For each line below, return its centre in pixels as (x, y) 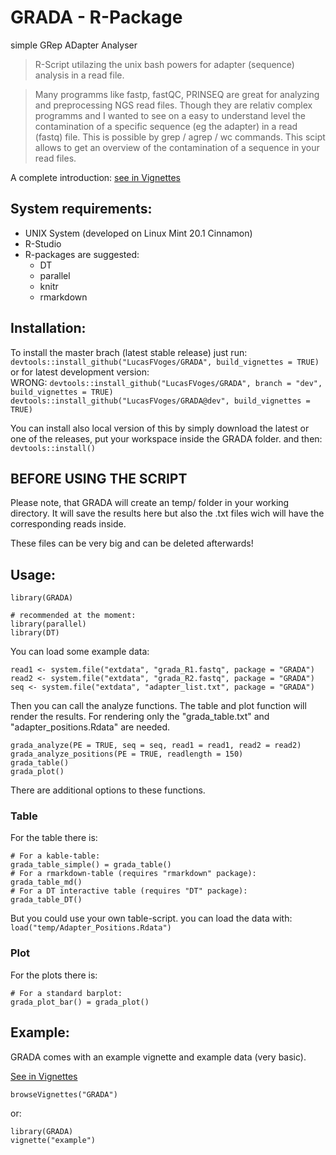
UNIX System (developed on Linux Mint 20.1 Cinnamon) (138, 233)
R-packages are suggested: (82, 254)
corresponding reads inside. (68, 524)
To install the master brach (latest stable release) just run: (129, 352)
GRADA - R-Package (96, 17)
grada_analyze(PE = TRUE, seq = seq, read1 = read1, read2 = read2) (156, 746)
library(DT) (35, 633)
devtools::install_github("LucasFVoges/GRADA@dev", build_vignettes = (160, 401)
